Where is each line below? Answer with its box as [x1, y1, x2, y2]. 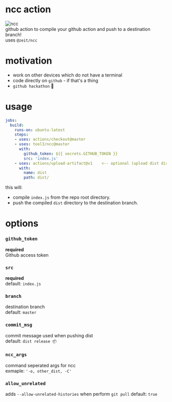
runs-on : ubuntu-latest [14, 127, 66, 132]
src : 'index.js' [24, 156, 58, 161]
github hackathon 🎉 [12, 83, 54, 89]
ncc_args [5, 352, 27, 358]
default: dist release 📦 [5, 338, 57, 344]
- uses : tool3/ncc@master [14, 142, 70, 147]
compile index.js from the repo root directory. [12, 194, 111, 201]
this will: [5, 184, 23, 190]
